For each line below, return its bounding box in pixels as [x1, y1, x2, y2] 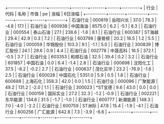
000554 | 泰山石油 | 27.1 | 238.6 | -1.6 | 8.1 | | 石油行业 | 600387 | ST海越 [13, 29, 159, 35]
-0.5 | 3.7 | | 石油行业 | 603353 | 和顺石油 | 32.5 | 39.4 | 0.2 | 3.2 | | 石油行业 [5, 54, 159, 59]
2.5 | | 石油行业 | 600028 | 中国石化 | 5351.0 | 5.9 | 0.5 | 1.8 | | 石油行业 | [5, 72, 150, 78]
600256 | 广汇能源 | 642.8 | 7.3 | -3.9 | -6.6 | [17, 109, 107, 115]
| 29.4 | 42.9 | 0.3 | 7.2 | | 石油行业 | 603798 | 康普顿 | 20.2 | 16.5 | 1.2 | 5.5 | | [5, 35, 160, 41]
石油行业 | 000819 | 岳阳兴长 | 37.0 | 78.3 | [72, 17, 157, 23]
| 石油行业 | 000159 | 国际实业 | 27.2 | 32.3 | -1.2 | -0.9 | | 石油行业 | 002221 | [5, 91, 160, 96]
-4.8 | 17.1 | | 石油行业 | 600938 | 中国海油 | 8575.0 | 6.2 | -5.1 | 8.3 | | [5, 23, 143, 29]
